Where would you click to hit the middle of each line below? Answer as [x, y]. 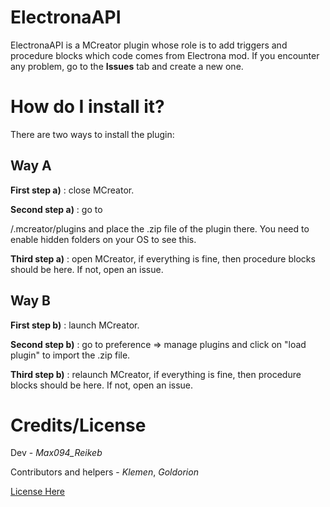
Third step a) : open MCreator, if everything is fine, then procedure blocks [163, 258]
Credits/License [78, 425]
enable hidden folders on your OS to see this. [103, 239]
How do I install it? [87, 107]
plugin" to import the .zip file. [70, 355]
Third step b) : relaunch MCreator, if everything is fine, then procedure [156, 374]
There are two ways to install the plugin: [92, 134]
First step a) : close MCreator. [72, 190]
